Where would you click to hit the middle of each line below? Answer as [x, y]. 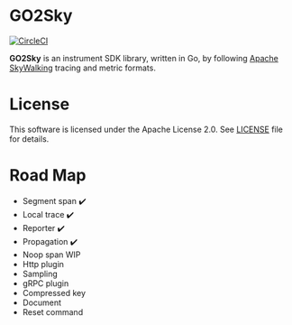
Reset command [53, 311]
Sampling [40, 274]
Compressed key [54, 292]
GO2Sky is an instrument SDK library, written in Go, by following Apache [144, 58]
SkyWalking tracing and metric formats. [82, 68]
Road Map [48, 176]
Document [41, 302]
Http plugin [43, 264]
